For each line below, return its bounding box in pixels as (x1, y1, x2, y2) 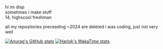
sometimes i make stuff (5, 9, 52, 15)
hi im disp (5, 4, 25, 10)
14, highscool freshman (5, 15, 52, 20)
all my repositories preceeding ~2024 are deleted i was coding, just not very (5, 24, 158, 30)
